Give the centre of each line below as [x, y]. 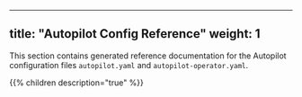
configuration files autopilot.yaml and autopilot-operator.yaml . [129, 65]
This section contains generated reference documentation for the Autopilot [148, 56]
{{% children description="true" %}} [76, 83]
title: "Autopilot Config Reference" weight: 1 [135, 34]
